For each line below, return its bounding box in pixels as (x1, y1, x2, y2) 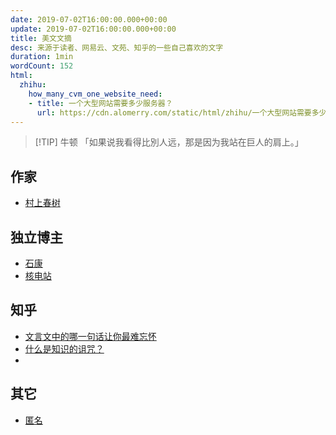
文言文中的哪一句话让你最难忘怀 (24, 330, 157, 342)
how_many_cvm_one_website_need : (28, 89, 163, 99)
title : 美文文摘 (10, 33, 72, 43)
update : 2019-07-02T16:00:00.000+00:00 (10, 24, 177, 34)
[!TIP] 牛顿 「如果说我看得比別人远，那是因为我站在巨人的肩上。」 (34, 136, 304, 148)
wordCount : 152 (10, 61, 74, 71)
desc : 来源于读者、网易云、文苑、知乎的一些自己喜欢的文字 (10, 42, 224, 53)
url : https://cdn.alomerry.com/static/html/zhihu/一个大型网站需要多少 (36, 107, 327, 118)
